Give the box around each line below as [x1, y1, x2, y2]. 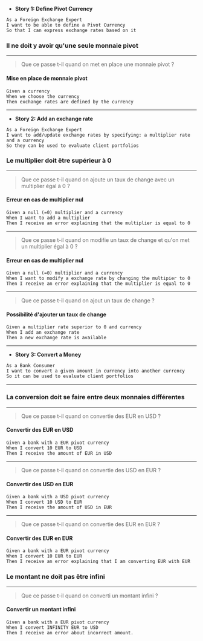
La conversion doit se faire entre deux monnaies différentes [6, 393, 185, 402]
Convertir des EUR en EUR [6, 535, 73, 542]
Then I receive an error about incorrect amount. [6, 630, 134, 636]
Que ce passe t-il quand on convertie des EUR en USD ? [21, 412, 161, 420]
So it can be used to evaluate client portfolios [6, 373, 134, 380]
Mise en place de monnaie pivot [6, 74, 88, 82]
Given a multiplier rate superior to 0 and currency [6, 324, 142, 330]
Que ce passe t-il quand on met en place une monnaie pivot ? [21, 60, 175, 68]
